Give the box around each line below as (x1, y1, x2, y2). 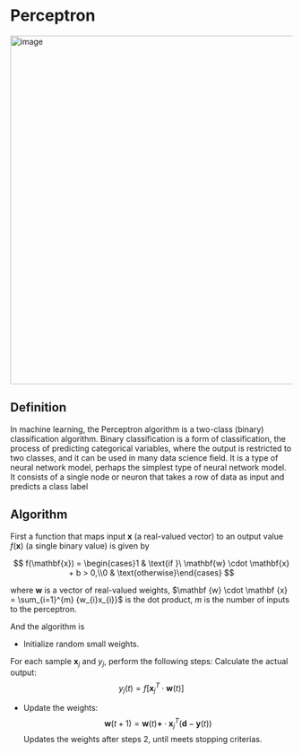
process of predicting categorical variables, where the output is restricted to (10, 443, 292, 454)
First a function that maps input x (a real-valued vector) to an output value (10, 531, 284, 541)
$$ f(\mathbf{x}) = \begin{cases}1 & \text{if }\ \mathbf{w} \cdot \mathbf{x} (13, 558, 290, 568)
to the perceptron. (10, 603, 77, 614)
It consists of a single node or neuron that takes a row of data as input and (10, 472, 285, 482)
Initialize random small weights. (22, 638, 140, 649)
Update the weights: (22, 702, 99, 713)
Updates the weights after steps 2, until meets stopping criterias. (22, 734, 263, 745)
